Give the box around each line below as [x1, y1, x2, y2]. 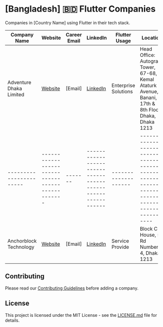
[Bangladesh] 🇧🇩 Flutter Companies [5, 3, 156, 15]
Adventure [7, 79, 32, 86]
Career [65, 31, 82, 38]
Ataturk [140, 82, 157, 88]
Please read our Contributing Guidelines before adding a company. [5, 285, 139, 291]
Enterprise [111, 82, 135, 88]
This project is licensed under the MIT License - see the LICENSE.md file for [5, 312, 157, 318]
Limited [7, 91, 25, 98]
